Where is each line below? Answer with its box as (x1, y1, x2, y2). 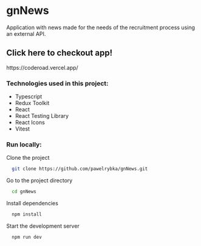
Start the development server (6, 222, 80, 230)
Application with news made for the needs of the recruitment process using (6, 24, 196, 31)
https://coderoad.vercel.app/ (6, 64, 79, 71)
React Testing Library (15, 112, 69, 120)
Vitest (15, 125, 30, 132)
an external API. (6, 30, 46, 37)
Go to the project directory (6, 177, 73, 184)
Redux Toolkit (15, 100, 50, 107)
